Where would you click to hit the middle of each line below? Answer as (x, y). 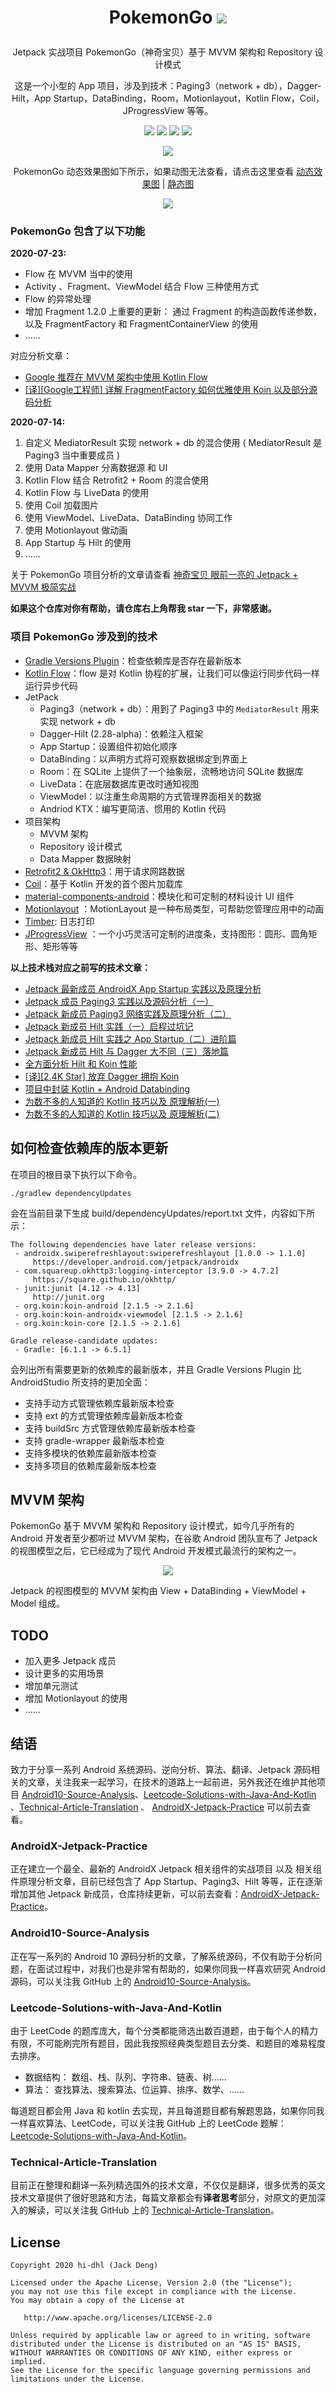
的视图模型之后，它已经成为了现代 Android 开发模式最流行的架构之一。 (156, 1551)
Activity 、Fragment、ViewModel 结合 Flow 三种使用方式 (141, 287)
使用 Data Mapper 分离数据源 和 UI (96, 468)
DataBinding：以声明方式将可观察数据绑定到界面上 (143, 758)
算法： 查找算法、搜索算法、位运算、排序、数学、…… (134, 2089)
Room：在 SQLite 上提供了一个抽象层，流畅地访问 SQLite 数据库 (171, 771)
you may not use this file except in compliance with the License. (154, 2292)
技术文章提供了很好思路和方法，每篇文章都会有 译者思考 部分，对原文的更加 (163, 2198)
